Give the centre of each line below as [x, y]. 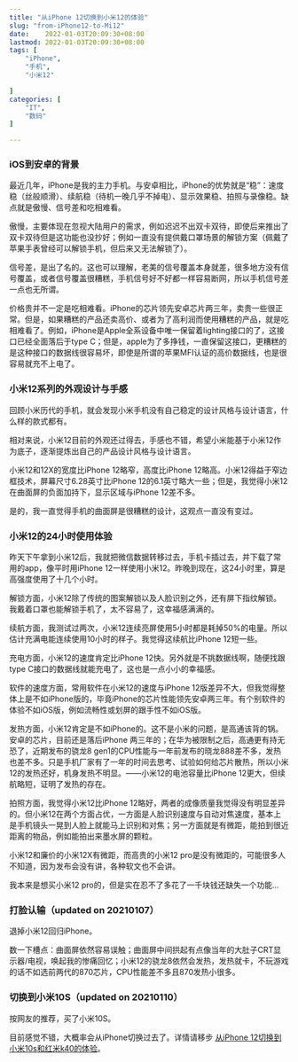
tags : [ [24, 51]
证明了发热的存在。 [75, 785]
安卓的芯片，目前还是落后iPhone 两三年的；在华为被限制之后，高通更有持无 [147, 740]
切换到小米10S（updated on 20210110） [96, 997]
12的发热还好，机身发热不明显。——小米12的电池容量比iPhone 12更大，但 [144, 773]
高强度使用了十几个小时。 [56, 579]
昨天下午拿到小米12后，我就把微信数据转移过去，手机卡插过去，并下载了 [141, 557]
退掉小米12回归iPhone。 [53, 931]
